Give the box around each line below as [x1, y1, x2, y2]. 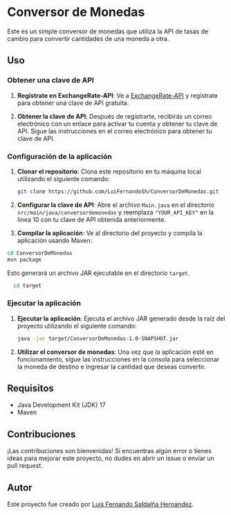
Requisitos [7, 382, 54, 394]
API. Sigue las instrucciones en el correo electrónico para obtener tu [17, 126, 212, 135]
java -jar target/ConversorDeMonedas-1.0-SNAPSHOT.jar [17, 335, 179, 342]
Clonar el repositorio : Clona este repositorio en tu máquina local [17, 167, 202, 176]
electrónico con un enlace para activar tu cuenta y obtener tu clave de [17, 119, 218, 128]
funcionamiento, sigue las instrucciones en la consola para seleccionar [17, 355, 220, 363]
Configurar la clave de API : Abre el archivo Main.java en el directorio [17, 201, 214, 209]
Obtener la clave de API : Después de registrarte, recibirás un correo [17, 112, 212, 120]
